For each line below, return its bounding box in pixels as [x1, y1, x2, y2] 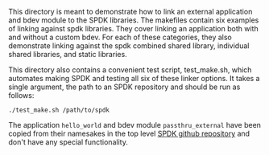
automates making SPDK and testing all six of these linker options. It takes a [8, 74, 260, 83]
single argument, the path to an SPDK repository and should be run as [8, 82, 241, 92]
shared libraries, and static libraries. [8, 50, 127, 59]
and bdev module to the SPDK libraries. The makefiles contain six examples [8, 15, 259, 25]
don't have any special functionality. [8, 137, 129, 147]
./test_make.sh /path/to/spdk [8, 106, 110, 114]
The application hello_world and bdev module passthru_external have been [8, 120, 262, 129]
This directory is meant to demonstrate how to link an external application [8, 7, 253, 16]
